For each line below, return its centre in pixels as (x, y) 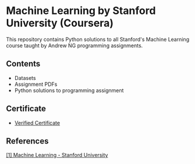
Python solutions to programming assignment (69, 90)
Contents (23, 64)
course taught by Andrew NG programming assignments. (75, 46)
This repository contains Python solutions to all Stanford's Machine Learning (98, 39)
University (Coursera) (60, 23)
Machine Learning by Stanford (81, 11)
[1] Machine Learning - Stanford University (57, 155)
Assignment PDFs (36, 84)
